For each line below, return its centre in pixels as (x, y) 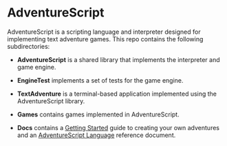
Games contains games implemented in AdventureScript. (98, 114)
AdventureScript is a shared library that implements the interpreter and (118, 59)
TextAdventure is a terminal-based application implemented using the (117, 94)
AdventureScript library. (51, 101)
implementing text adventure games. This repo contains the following (105, 39)
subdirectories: (29, 46)
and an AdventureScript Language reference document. (96, 135)
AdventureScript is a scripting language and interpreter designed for (104, 32)
